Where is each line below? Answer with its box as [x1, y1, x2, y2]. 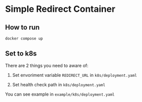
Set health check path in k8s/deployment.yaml [12, 81, 105, 87]
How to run [5, 23, 40, 32]
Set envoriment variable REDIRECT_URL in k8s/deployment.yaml [12, 72, 137, 78]
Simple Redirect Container [5, 3, 115, 15]
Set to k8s [5, 49, 37, 58]
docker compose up [5, 36, 43, 41]
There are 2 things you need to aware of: [5, 63, 89, 68]
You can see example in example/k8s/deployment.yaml [5, 91, 115, 97]
